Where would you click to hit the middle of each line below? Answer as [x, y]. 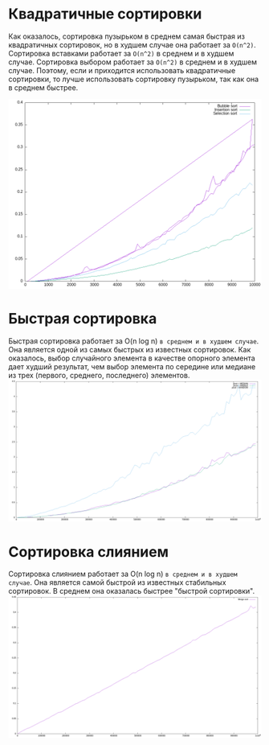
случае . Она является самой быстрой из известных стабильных [117, 582]
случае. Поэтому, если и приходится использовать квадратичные [122, 70]
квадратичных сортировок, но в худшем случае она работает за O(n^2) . [132, 44]
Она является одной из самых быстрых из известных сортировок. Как [130, 349]
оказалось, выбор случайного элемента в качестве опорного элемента [132, 358]
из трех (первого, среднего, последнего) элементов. [99, 375]
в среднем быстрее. [43, 87]
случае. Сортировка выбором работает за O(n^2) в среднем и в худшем [133, 62]
